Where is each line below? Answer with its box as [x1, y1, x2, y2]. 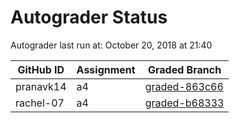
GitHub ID [17, 62, 65, 76]
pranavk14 [15, 79, 67, 93]
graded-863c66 [144, 79, 224, 93]
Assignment [76, 62, 136, 76]
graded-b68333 [144, 96, 225, 110]
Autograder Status [10, 6, 168, 29]
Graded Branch [148, 62, 222, 76]
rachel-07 [15, 96, 65, 110]
